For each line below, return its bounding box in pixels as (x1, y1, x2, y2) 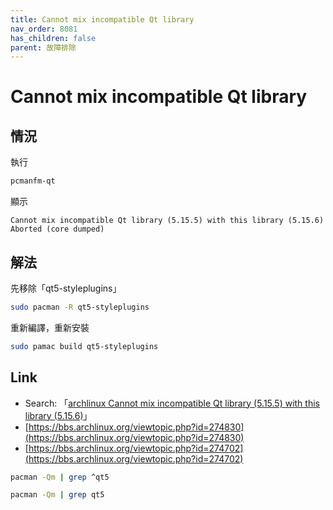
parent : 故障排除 (10, 42, 77, 53)
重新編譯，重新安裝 (10, 321, 90, 333)
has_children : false (10, 33, 97, 43)
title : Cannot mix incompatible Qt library (10, 14, 195, 25)
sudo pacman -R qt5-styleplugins (10, 302, 150, 312)
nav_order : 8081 (10, 24, 78, 34)
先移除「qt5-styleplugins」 (10, 282, 122, 294)
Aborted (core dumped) (10, 224, 105, 235)
